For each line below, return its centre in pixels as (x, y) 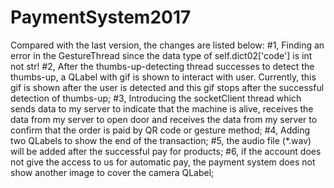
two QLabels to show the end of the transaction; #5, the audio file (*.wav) (161, 140)
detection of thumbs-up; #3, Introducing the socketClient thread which (156, 98)
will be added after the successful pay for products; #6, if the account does (166, 151)
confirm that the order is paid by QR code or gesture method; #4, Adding (160, 130)
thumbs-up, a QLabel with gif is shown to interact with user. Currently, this (163, 77)
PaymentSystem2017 (101, 17)
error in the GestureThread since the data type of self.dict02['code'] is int (161, 55)
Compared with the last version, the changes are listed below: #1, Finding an (167, 45)
